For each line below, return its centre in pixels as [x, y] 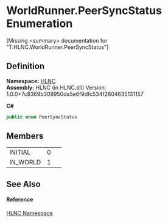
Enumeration [40, 24]
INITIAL [20, 152]
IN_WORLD [25, 163]
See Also [23, 184]
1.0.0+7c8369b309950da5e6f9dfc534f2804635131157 [75, 94]
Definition [25, 66]
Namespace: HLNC [31, 81]
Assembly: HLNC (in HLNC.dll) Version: [56, 87]
